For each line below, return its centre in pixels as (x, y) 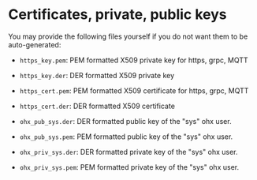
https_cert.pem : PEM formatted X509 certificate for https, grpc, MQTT (134, 90)
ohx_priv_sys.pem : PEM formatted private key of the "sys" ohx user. (129, 167)
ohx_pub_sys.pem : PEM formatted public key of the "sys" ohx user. (126, 137)
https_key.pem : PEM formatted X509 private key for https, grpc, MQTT (134, 60)
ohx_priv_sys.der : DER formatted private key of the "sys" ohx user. (128, 152)
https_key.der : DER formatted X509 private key (97, 75)
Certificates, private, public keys (117, 15)
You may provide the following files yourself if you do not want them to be (128, 36)
